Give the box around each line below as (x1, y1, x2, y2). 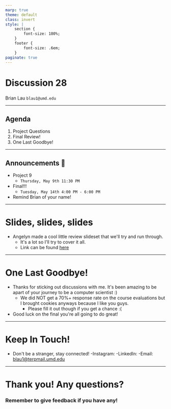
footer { (14, 41, 33, 46)
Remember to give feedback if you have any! (5, 397, 118, 404)
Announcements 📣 (5, 159, 66, 167)
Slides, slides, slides (5, 216, 93, 228)
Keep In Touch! (5, 334, 70, 345)
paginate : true (5, 55, 38, 60)
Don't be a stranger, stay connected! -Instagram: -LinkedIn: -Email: (12, 350, 154, 356)
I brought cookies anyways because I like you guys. (20, 300, 129, 306)
